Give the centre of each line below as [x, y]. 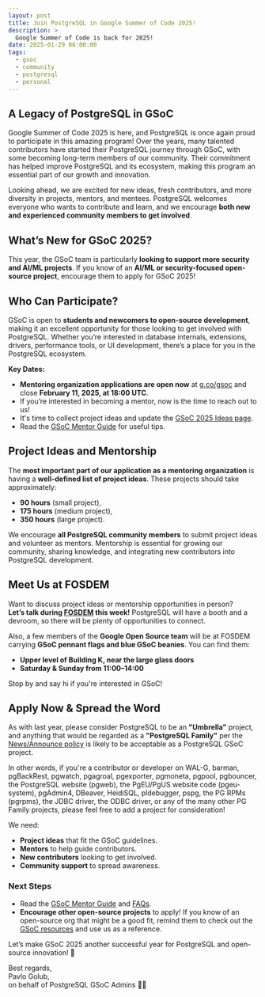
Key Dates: [26, 369]
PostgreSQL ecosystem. [47, 354]
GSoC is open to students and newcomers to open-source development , [129, 320]
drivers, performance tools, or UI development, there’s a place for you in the [132, 345]
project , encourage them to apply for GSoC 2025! [114, 276]
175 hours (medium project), [66, 510]
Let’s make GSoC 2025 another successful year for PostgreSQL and [119, 944]
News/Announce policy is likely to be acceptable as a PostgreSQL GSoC [126, 744]
